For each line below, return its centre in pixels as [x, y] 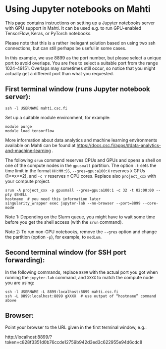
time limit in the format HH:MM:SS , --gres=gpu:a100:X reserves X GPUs [75, 171]
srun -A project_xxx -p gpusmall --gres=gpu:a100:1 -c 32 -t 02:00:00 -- [83, 190]
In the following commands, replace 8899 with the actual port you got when [82, 272]
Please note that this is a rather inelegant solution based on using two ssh [80, 43]
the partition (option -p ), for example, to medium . [54, 237]
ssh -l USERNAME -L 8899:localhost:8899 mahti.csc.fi [62, 292]
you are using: [20, 283]
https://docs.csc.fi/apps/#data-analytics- [119, 145]
